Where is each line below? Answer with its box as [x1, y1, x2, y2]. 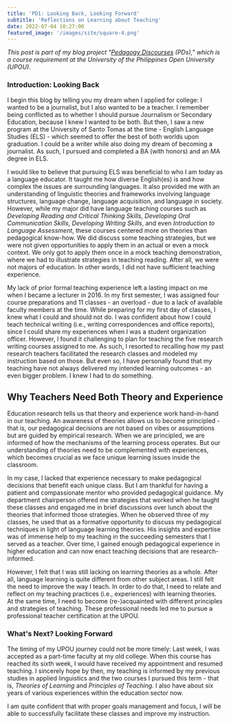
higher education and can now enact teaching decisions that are [7, 547, 190, 555]
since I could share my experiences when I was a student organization [7, 327, 206, 335]
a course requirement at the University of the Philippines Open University [7, 56, 215, 64]
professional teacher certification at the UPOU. [7, 612, 140, 620]
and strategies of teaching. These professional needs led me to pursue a [7, 604, 213, 613]
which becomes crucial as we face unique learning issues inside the [7, 453, 201, 462]
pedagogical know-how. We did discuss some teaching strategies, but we [7, 234, 217, 242]
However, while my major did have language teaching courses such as [7, 204, 207, 212]
